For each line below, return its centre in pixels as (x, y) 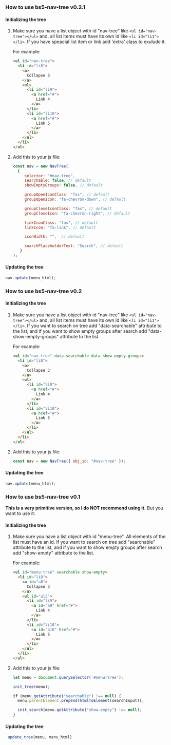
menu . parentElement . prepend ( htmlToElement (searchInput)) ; (81, 701)
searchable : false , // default (58, 181)
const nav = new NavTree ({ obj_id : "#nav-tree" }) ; (69, 461)
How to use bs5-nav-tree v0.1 (43, 496)
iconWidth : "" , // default (54, 237)
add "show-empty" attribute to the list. (53, 553)
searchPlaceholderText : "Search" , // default (74, 246)
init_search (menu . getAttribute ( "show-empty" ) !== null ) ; (80, 710)
